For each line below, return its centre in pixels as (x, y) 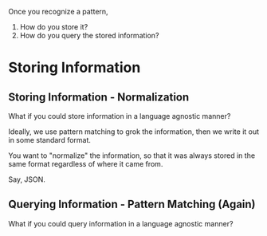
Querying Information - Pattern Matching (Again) (132, 205)
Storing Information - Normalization (99, 97)
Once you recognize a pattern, (59, 12)
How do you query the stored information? (89, 35)
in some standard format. (50, 140)
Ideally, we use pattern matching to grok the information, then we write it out (134, 132)
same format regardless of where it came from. (86, 164)
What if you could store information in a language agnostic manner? (120, 116)
